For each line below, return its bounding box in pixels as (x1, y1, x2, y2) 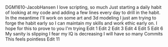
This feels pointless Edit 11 (5, 36, 60, 42)
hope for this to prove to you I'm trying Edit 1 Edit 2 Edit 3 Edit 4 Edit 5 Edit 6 (5, 25, 163, 31)
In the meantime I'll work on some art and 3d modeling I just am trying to (5, 15, 157, 20)
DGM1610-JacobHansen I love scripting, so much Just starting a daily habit (5, 4, 162, 10)
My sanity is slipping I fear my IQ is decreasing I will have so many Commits (5, 31, 163, 36)
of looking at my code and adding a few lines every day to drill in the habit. (5, 9, 161, 15)
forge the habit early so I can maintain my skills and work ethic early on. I (5, 20, 158, 26)
